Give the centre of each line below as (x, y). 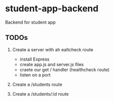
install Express (34, 59)
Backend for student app (30, 22)
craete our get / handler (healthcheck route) (65, 69)
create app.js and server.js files (52, 64)
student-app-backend (52, 9)
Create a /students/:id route (40, 94)
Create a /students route (37, 84)
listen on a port (35, 75)
